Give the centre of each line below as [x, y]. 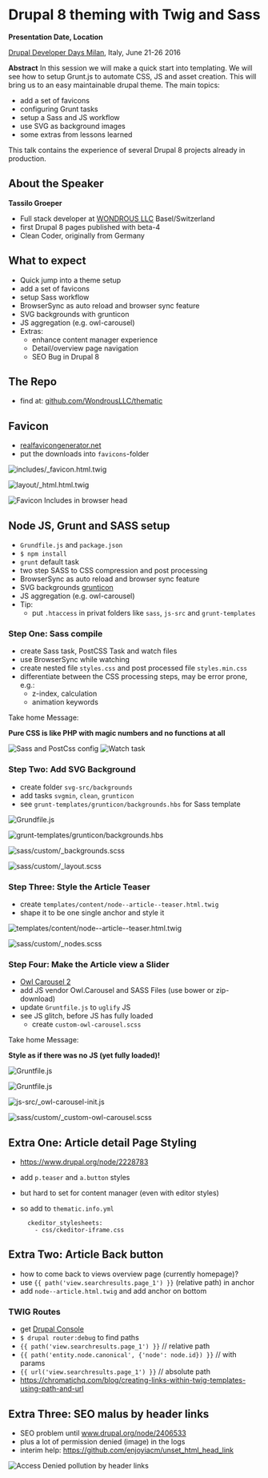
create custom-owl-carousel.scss [86, 1024]
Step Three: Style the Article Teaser [79, 886]
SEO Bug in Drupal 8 [66, 356]
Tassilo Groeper [35, 203]
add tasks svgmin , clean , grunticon [77, 795]
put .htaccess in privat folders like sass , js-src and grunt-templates [144, 613]
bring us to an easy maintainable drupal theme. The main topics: [114, 85]
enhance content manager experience [95, 339]
